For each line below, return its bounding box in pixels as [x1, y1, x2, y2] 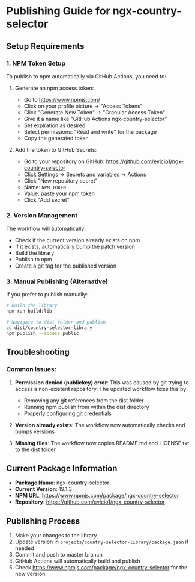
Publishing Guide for [6, 4, 110, 18]
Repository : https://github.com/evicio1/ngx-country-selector [14, 498, 165, 505]
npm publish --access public [6, 330, 79, 336]
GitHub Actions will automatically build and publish [14, 557, 140, 565]
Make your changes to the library [14, 532, 97, 539]
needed [14, 545, 34, 552]
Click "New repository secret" [23, 177, 98, 184]
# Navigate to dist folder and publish [6, 319, 106, 325]
